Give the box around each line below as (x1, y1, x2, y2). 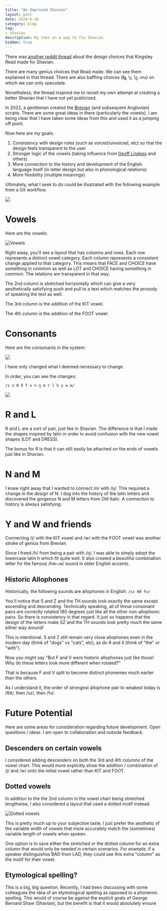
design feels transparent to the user (12, 145, 86, 151)
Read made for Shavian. (5, 58, 54, 65)
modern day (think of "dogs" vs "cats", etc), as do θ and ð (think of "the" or (5, 639, 160, 645)
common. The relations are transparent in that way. (5, 270, 110, 276)
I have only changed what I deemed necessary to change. (5, 363, 125, 369)
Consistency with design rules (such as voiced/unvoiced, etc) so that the (12, 139, 162, 145)
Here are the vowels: (5, 230, 48, 236)
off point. (5, 120, 24, 126)
